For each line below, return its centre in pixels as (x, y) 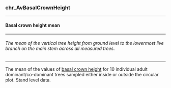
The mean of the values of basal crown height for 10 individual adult (76, 69)
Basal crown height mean (33, 25)
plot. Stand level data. (28, 80)
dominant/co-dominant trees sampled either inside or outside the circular (82, 74)
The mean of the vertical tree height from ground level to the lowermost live (84, 43)
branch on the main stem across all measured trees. (60, 49)
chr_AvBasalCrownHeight (38, 8)
